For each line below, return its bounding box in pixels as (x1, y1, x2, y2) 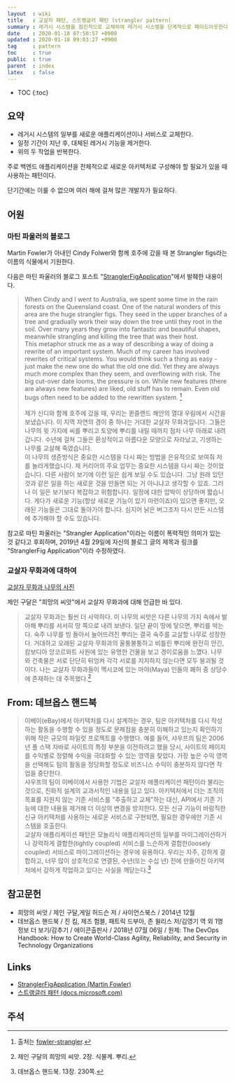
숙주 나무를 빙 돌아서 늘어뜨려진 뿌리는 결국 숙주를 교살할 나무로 (34, 630, 208, 638)
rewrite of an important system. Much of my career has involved (24, 348, 210, 355)
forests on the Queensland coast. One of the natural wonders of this (24, 303, 221, 310)
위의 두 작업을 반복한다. (17, 148, 82, 156)
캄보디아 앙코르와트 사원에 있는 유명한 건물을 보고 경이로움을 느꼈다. (24, 648, 210, 656)
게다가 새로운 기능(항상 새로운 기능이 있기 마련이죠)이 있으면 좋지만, (34, 496, 218, 505)
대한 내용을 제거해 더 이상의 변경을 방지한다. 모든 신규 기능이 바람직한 (37, 804, 226, 813)
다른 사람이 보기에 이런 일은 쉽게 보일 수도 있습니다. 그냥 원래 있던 (45, 470, 224, 479)
